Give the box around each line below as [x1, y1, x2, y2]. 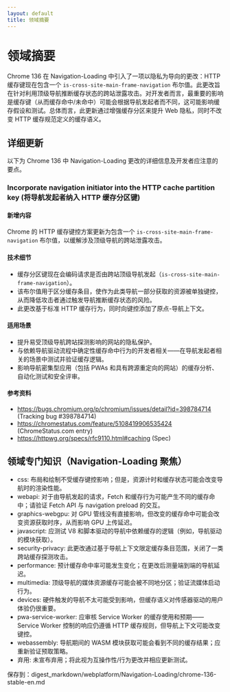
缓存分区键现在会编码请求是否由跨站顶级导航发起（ [16, 269, 162, 278]
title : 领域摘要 [7, 16, 49, 23]
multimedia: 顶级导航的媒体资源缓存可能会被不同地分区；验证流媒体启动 [16, 578, 221, 586]
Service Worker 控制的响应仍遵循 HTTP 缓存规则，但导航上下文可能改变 [16, 621, 221, 629]
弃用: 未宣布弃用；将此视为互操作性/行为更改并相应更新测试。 [16, 656, 192, 664]
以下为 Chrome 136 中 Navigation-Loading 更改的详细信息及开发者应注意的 [7, 157, 218, 165]
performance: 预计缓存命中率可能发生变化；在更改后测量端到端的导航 [16, 561, 214, 569]
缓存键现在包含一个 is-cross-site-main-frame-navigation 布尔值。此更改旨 [7, 80, 221, 89]
